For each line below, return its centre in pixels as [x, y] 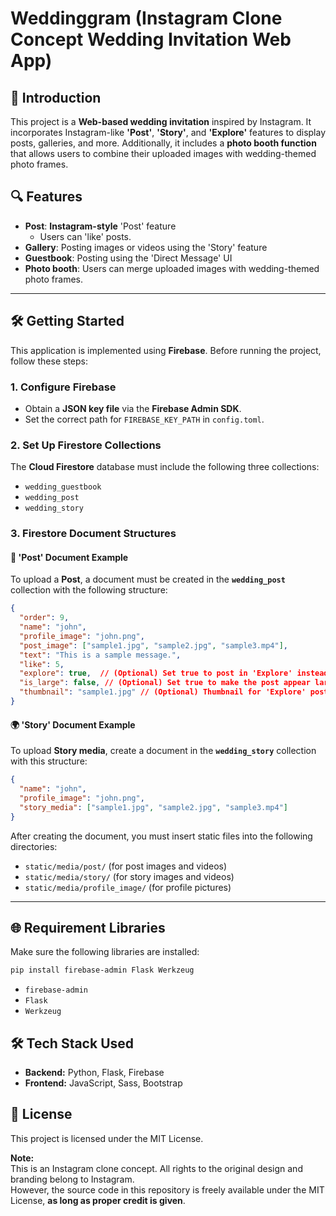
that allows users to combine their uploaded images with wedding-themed [163, 153]
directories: [34, 846]
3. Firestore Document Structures [93, 534]
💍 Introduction [56, 97]
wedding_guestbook [63, 487]
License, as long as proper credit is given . [98, 1200]
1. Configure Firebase [63, 387]
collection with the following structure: [89, 590]
